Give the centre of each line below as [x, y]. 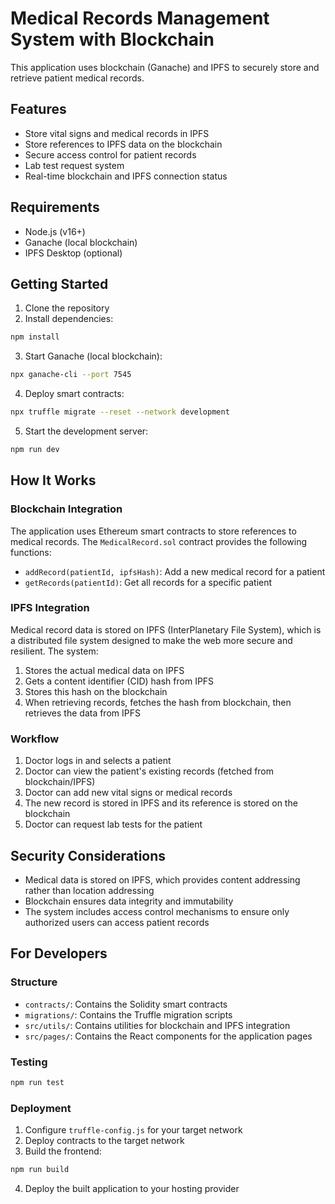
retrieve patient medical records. [77, 78]
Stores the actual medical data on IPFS [104, 670]
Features [38, 109]
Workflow [35, 739]
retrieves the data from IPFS [82, 713]
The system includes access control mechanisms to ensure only [157, 911]
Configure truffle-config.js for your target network [133, 1130]
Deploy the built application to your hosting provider [132, 1188]
